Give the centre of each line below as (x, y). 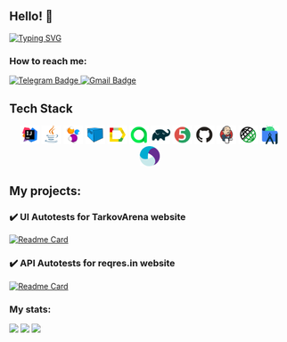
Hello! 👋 (31, 16)
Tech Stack (41, 108)
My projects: (45, 191)
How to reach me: (48, 61)
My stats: (30, 309)
